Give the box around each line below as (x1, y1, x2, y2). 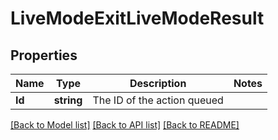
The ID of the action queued (92, 93, 224, 107)
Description (129, 77, 187, 90)
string (53, 93, 83, 107)
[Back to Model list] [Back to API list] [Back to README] (10, 119, 240, 131)
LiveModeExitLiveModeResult (10, 7, 265, 30)
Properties (10, 47, 78, 64)
